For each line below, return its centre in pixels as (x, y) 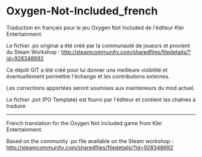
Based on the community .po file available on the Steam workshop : (90, 141)
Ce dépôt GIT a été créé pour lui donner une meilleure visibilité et (87, 70)
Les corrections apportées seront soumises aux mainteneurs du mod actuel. (101, 87)
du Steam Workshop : (33, 52)
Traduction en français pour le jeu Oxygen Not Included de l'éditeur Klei (95, 28)
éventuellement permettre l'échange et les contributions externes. (88, 76)
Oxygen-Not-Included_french (82, 11)
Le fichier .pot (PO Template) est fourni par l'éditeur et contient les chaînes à (101, 99)
